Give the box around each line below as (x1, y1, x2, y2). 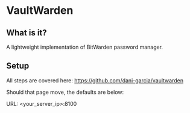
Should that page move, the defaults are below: (6, 88, 124, 96)
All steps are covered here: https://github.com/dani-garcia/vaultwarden (6, 76, 184, 84)
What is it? (6, 28, 47, 38)
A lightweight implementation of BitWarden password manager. (6, 43, 163, 50)
